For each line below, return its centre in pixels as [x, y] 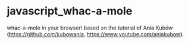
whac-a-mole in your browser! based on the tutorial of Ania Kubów [90, 28]
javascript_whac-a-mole [70, 11]
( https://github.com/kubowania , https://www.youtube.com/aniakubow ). [95, 34]
